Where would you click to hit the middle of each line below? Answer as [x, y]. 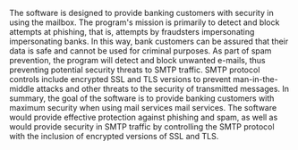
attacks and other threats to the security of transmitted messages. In [162, 89]
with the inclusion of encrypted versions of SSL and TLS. [114, 136]
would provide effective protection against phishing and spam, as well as [144, 117]
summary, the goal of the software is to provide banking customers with [142, 98]
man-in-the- [255, 79]
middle [22, 89]
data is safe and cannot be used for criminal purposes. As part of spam [140, 51]
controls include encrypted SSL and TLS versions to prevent [120, 79]
